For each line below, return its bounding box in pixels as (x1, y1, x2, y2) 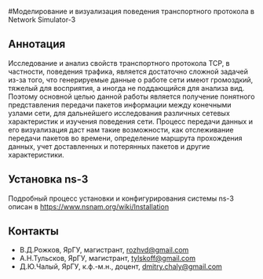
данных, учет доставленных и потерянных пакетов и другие (8, 141, 210, 151)
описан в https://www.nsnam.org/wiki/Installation (8, 201, 170, 211)
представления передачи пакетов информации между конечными (8, 100, 232, 109)
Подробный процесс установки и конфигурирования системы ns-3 (8, 194, 234, 203)
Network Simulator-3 (8, 15, 76, 24)
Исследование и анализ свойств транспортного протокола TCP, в (8, 58, 230, 67)
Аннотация (8, 38, 66, 51)
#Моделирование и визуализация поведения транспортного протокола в (8, 7, 255, 16)
